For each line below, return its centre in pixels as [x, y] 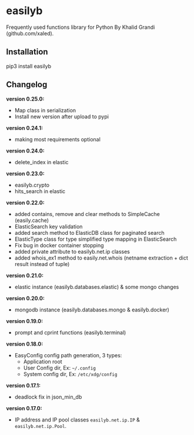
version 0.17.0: [24, 408]
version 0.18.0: [25, 344]
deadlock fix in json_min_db [48, 397]
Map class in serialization [45, 110]
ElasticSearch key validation [48, 226]
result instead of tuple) [42, 264]
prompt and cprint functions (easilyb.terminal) [70, 332]
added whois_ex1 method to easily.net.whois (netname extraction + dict [101, 258]
